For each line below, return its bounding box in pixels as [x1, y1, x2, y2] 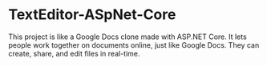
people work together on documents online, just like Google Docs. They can [8, 40, 260, 49]
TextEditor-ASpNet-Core [8, 6, 176, 24]
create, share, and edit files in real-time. [8, 49, 140, 58]
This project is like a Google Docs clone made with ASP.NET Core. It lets [8, 32, 247, 41]
